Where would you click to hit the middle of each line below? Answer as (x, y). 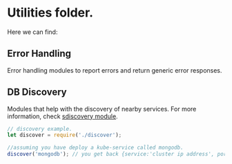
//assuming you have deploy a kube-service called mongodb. (96, 148)
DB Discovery (37, 92)
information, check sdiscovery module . (63, 116)
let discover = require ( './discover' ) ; (65, 135)
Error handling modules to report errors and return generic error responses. (115, 70)
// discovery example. (40, 129)
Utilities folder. (50, 13)
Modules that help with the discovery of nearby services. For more (102, 109)
